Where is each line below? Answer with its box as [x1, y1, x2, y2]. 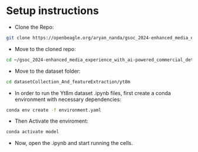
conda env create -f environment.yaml [6, 107, 101, 113]
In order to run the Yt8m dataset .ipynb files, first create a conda [14, 89, 171, 96]
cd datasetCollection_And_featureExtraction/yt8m [6, 79, 131, 85]
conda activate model [6, 129, 60, 135]
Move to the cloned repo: [14, 45, 76, 52]
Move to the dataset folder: [14, 67, 81, 75]
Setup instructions [6, 4, 99, 18]
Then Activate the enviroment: [14, 117, 88, 124]
